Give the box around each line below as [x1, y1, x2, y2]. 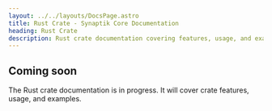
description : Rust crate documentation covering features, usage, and [8, 34, 252, 43]
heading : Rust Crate [8, 27, 79, 35]
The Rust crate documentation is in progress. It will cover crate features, [8, 85, 249, 95]
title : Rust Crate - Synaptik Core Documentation [8, 19, 180, 27]
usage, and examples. [8, 94, 83, 104]
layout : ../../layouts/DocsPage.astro [8, 11, 139, 20]
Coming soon [8, 64, 78, 77]
